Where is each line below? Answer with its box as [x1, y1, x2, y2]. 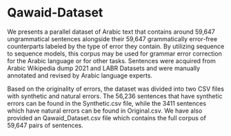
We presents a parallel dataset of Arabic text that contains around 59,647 [7, 27, 215, 36]
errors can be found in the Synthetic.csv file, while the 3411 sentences [7, 99, 207, 107]
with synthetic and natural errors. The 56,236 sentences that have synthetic [7, 91, 223, 100]
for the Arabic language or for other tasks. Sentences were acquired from [7, 56, 216, 65]
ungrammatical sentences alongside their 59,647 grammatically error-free [7, 34, 218, 43]
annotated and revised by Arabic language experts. [7, 71, 153, 80]
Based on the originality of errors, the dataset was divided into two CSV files [7, 84, 224, 93]
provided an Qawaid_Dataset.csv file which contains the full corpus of [7, 113, 207, 122]
